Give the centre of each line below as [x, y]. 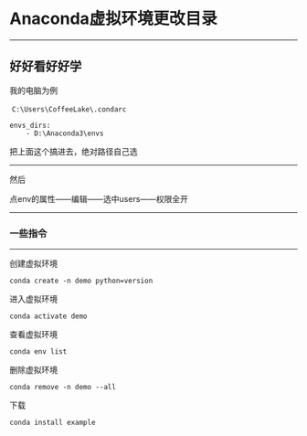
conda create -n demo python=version [81, 281]
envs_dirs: [30, 125]
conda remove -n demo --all [63, 388]
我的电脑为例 [33, 90]
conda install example [53, 423]
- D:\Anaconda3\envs [65, 133]
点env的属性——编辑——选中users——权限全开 [99, 198]
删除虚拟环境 [33, 370]
